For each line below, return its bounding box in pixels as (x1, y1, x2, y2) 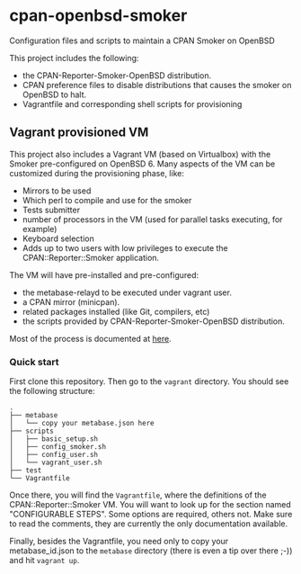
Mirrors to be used (22, 185, 92, 196)
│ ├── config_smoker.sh (9, 443, 106, 452)
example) (22, 223, 58, 234)
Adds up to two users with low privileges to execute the (22, 242, 229, 253)
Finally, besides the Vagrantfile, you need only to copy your (9, 536, 229, 547)
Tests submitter (22, 204, 81, 215)
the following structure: (9, 386, 96, 397)
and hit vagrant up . (9, 555, 80, 566)
